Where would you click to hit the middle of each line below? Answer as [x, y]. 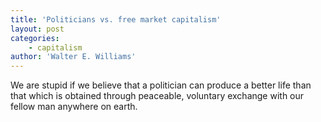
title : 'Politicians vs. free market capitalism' [116, 19]
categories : [35, 38]
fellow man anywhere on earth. [74, 107]
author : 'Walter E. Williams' [73, 57]
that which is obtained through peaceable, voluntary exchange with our [157, 96]
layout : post [37, 29]
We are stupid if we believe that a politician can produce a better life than [161, 85]
